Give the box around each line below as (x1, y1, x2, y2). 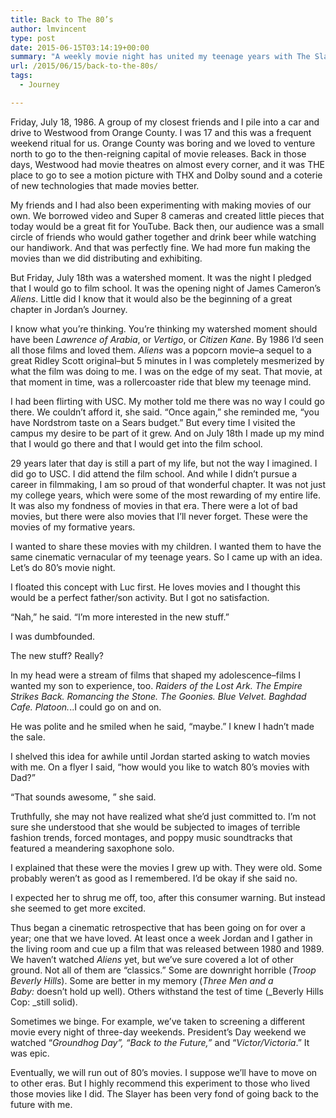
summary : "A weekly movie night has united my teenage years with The (10, 52, 311, 62)
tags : (10, 71, 33, 81)
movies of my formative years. (10, 521, 136, 533)
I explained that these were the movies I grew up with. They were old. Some (10, 861, 323, 873)
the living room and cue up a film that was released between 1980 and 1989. (10, 942, 325, 955)
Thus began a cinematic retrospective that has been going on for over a (10, 921, 306, 933)
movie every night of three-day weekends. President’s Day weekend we (10, 1026, 307, 1038)
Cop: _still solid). (10, 996, 78, 1008)
